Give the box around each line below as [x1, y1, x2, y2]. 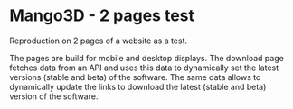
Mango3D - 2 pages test [9, 5, 195, 26]
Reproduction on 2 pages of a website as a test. [9, 35, 188, 46]
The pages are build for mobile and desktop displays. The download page [9, 52, 285, 63]
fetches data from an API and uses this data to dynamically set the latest [9, 62, 279, 73]
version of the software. [9, 91, 99, 102]
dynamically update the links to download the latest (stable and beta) [9, 81, 267, 92]
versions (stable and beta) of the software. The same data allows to [9, 71, 261, 82]
